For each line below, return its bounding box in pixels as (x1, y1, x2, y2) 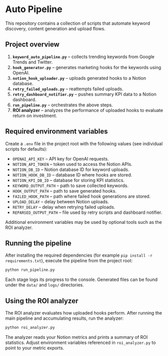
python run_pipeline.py (5, 267, 55, 273)
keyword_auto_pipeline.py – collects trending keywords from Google (12, 53, 155, 60)
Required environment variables (5, 127, 108, 136)
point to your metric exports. (5, 344, 64, 351)
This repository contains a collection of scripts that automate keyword (5, 20, 150, 26)
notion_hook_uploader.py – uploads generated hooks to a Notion (12, 75, 146, 81)
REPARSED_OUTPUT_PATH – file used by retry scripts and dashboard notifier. (12, 209, 162, 215)
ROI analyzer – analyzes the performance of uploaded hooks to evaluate (12, 107, 163, 113)
